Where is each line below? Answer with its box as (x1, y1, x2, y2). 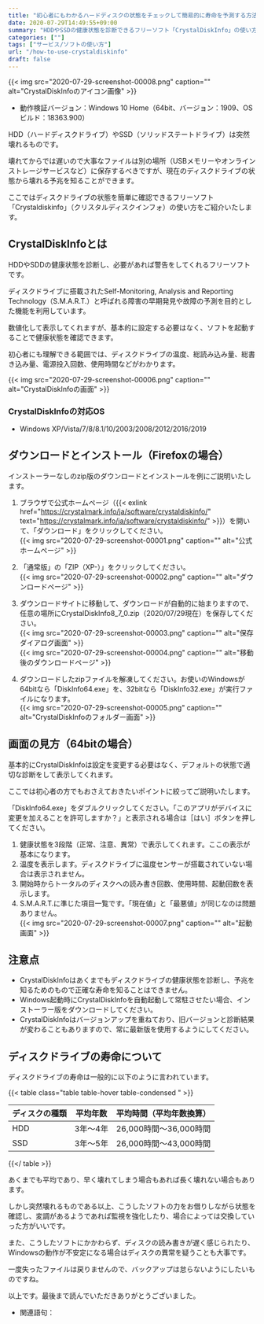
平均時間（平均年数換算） (115, 1108, 211, 1119)
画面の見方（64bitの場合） (8, 737, 139, 751)
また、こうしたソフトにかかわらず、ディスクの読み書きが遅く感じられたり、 (8, 1238, 255, 1248)
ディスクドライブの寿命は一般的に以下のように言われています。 (8, 1072, 214, 1082)
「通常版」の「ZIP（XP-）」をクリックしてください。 (19, 562, 190, 571)
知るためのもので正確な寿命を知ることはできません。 (19, 985, 192, 995)
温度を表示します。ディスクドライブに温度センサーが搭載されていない (19, 859, 246, 869)
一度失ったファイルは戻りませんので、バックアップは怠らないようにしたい (8, 1264, 249, 1274)
